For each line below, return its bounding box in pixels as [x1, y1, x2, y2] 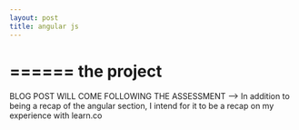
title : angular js [9, 22, 79, 31]
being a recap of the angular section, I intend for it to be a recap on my [9, 101, 274, 112]
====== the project [9, 61, 163, 82]
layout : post [9, 13, 59, 23]
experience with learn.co [9, 110, 103, 121]
